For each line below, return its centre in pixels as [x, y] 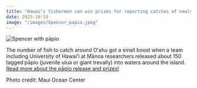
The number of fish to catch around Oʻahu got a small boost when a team [95, 50]
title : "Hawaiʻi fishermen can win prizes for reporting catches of [91, 11]
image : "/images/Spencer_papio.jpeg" [52, 22]
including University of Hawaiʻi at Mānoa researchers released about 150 [94, 57]
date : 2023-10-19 [27, 17]
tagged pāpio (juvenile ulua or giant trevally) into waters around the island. [96, 62]
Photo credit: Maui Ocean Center [46, 80]
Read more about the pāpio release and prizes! [63, 69]
